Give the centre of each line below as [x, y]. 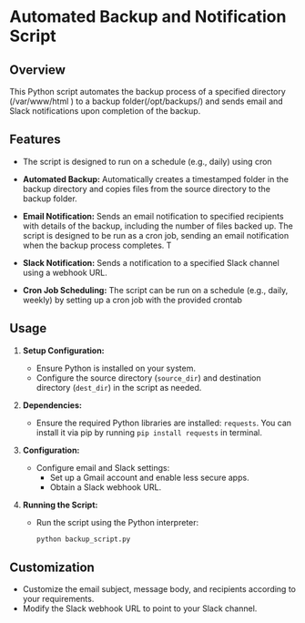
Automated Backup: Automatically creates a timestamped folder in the [156, 179]
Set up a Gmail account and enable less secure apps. [149, 477]
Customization [52, 567]
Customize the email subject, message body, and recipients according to [159, 589]
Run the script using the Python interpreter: [117, 522]
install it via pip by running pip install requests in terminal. [149, 432]
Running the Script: [60, 505]
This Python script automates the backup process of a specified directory [148, 92]
